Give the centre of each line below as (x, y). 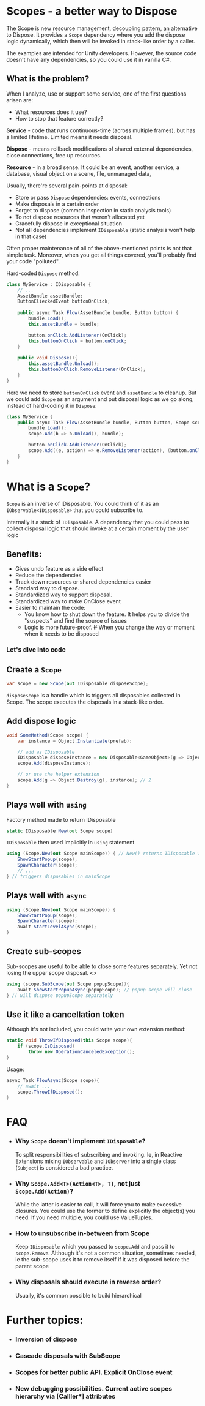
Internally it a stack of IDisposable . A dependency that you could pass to (98, 522)
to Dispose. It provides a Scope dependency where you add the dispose (96, 34)
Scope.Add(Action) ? (44, 1191)
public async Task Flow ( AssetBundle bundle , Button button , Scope (103, 423)
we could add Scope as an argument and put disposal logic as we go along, (100, 399)
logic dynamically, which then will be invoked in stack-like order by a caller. (101, 41)
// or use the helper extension (58, 775)
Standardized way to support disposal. (64, 595)
